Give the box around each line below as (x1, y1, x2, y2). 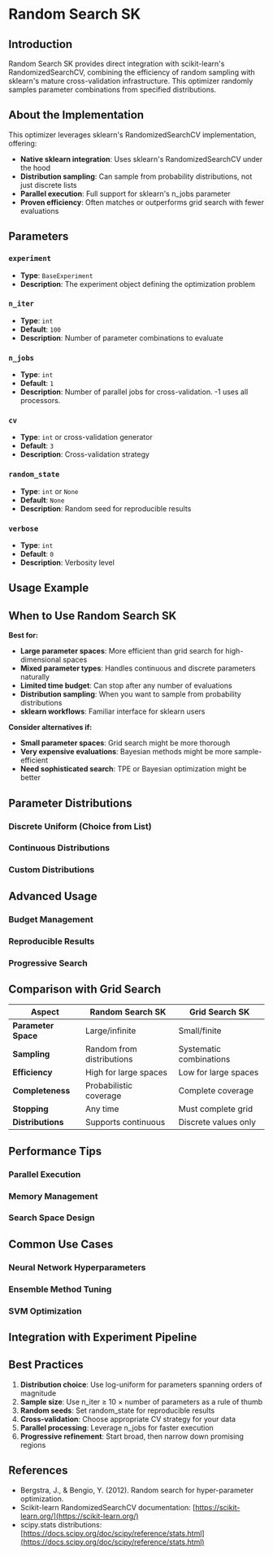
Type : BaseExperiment (19, 270, 93, 280)
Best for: (8, 631, 39, 641)
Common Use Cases (8, 1237, 114, 1251)
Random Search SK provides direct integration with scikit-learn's (8, 59, 225, 68)
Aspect (30, 1006, 59, 1018)
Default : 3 (19, 441, 54, 451)
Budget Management (8, 914, 93, 925)
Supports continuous (84, 1117, 166, 1128)
